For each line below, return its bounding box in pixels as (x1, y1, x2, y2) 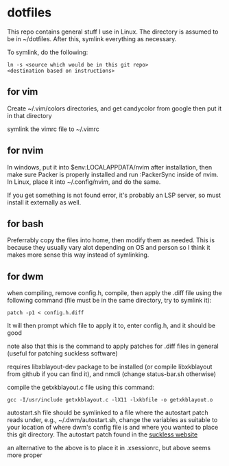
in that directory (7, 111, 53, 119)
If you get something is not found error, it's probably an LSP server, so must (7, 191, 221, 199)
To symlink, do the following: (7, 48, 88, 56)
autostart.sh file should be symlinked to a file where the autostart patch (7, 408, 208, 417)
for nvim (7, 145, 44, 156)
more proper (7, 451, 43, 459)
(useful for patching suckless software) (7, 349, 118, 358)
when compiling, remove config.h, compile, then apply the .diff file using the (7, 289, 223, 297)
